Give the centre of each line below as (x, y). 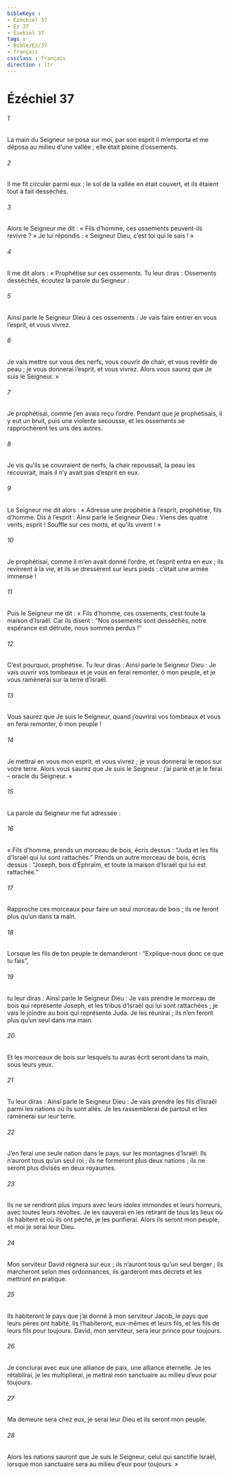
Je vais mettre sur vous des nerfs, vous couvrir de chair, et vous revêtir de (112, 362)
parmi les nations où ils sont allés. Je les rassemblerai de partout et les (107, 1109)
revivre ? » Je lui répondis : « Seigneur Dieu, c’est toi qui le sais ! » (101, 236)
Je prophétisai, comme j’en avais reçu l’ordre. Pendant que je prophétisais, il (115, 413)
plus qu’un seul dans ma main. (50, 1020)
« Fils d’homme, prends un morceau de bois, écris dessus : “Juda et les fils (113, 850)
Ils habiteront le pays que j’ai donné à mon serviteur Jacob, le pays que (108, 1316)
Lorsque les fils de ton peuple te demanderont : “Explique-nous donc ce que (115, 953)
